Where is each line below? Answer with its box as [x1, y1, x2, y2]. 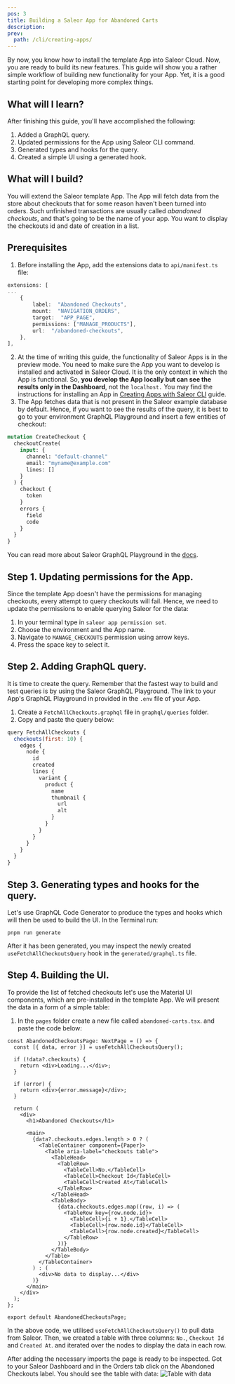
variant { [38, 774, 68, 781]
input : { [20, 447, 46, 454]
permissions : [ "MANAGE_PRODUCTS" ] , [32, 321, 137, 328]
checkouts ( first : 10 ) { [13, 735, 83, 742]
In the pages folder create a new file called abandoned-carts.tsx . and [17, 1016, 215, 1025]
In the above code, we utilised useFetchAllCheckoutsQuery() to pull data [7, 1326, 215, 1334]
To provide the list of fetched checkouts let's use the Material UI [7, 988, 193, 996]
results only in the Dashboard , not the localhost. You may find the [17, 383, 213, 391]
